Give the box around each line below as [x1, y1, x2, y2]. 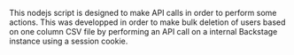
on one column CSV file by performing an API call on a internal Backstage [9, 27, 278, 36]
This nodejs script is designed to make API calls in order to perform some [9, 8, 277, 18]
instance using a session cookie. [9, 35, 128, 46]
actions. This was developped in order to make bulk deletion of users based [9, 17, 286, 27]
